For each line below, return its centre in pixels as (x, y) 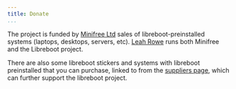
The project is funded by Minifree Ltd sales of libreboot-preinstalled (106, 34)
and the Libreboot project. (45, 49)
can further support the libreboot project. (67, 78)
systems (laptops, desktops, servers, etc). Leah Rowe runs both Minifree (113, 41)
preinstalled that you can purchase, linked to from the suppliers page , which (118, 70)
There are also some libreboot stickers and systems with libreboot (104, 63)
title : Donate (28, 14)
